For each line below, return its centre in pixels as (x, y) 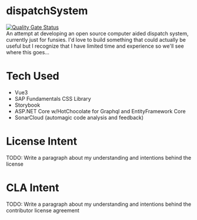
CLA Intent (33, 188)
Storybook (27, 105)
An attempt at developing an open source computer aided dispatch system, (97, 33)
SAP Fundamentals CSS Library (53, 98)
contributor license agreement (43, 210)
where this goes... (28, 52)
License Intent (42, 141)
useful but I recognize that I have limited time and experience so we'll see (95, 46)
